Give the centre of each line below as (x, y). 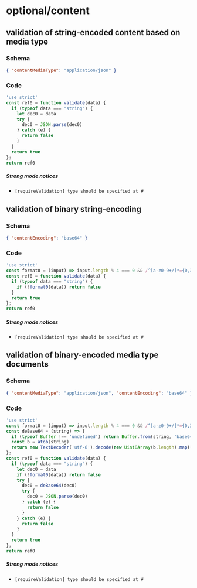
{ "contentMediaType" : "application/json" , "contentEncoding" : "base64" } (99, 393)
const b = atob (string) (40, 442)
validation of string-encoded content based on (93, 33)
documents (27, 364)
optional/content (48, 11)
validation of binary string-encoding (74, 209)
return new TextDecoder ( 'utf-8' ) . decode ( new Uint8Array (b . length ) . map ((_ (103, 447)
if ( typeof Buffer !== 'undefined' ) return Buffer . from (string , (91, 437)
